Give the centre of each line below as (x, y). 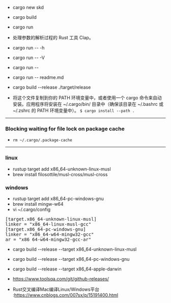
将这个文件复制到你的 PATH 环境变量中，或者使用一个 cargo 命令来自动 (87, 98)
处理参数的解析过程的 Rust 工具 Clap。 (53, 37)
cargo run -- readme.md (38, 77)
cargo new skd (28, 7)
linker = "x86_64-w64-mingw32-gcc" (50, 234)
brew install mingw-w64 (38, 204)
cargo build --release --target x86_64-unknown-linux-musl (75, 249)
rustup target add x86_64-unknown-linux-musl (62, 169)
